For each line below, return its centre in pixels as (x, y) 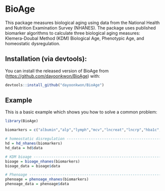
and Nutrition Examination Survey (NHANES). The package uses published (81, 27)
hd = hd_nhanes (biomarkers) (34, 143)
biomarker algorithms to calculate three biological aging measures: (73, 33)
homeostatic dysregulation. (33, 43)
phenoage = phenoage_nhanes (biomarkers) (47, 179)
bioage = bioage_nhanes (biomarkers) (42, 161)
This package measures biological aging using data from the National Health (82, 23)
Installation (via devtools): (46, 59)
